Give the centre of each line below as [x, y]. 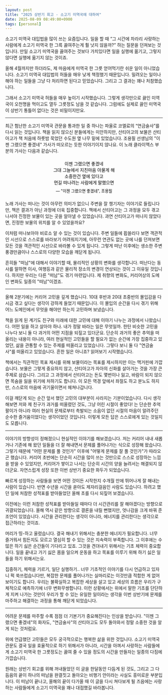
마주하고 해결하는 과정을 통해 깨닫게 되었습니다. [51, 601]
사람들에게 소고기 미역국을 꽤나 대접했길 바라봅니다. [64, 687]
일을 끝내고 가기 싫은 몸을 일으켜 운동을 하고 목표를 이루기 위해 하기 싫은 [86, 552]
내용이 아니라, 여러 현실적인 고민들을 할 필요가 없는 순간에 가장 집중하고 [88, 339]
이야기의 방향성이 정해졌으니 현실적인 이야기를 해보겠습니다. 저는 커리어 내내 [79, 438]
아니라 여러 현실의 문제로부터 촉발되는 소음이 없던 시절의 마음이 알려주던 [88, 411]
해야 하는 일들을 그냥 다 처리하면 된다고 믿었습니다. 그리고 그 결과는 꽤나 [75, 81]
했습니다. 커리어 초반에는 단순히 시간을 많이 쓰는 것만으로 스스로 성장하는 [81, 457]
